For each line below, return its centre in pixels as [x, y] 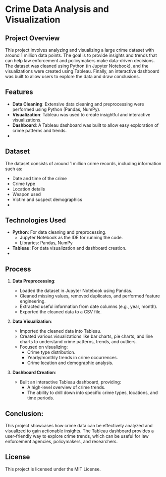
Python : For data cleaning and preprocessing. [59, 232]
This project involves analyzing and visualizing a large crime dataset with [80, 50]
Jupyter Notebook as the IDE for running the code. [71, 238]
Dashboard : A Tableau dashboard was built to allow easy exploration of [85, 125]
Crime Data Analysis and [57, 9]
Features [19, 92]
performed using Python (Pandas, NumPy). [56, 109]
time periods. [41, 398]
